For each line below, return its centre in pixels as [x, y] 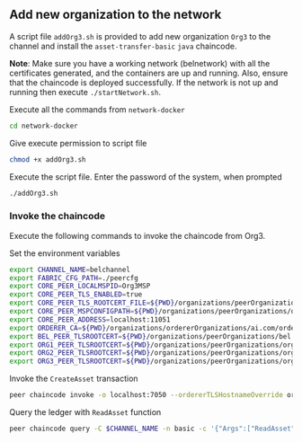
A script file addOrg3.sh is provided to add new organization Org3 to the [140, 36]
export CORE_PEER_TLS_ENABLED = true [76, 295]
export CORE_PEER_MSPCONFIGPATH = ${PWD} [84, 312]
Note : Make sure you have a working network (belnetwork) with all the [140, 63]
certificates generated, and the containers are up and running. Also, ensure [149, 73]
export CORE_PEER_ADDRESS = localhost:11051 [90, 319]
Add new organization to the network [115, 15]
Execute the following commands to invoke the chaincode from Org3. [138, 235]
